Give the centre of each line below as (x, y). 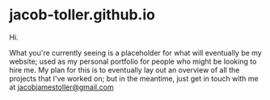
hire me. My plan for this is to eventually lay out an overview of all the (124, 69)
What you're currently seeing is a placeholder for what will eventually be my (135, 52)
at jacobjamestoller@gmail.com (61, 87)
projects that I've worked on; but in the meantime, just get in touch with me (134, 78)
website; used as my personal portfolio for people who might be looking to (133, 61)
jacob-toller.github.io (82, 15)
